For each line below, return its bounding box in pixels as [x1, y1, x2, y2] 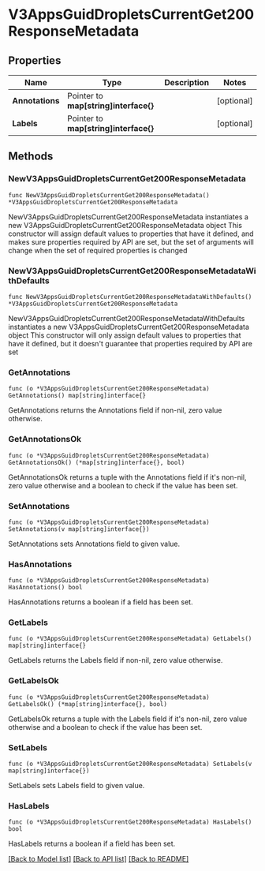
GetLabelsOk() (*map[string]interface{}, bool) [8, 700, 168, 708]
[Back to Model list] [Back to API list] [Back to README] [8, 854, 189, 864]
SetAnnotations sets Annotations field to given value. [8, 539, 181, 548]
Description [164, 77, 210, 88]
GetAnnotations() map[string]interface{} [8, 392, 147, 400]
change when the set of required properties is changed [8, 245, 188, 255]
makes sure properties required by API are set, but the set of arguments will [8, 237, 254, 246]
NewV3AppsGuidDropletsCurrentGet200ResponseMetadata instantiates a [8, 211, 248, 222]
